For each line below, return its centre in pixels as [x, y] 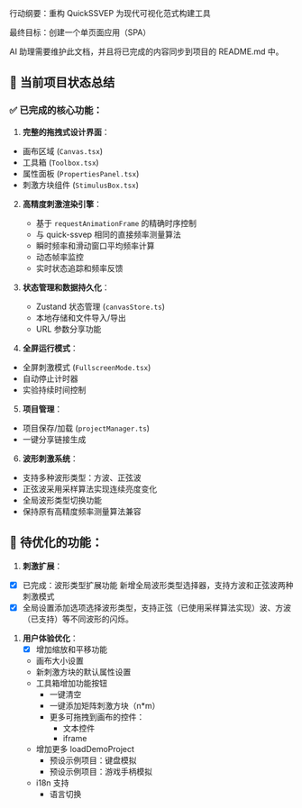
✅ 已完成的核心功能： [56, 111]
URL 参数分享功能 [69, 329]
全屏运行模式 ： [50, 348]
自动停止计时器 [50, 378]
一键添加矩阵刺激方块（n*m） [105, 705]
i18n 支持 [52, 783]
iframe [75, 738]
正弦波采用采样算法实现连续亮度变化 [90, 488]
